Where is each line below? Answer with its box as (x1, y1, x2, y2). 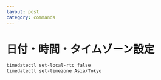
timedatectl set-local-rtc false (6, 63, 91, 69)
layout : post (6, 8, 39, 15)
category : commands (6, 14, 56, 20)
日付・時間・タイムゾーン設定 (6, 42, 155, 56)
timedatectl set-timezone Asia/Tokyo (6, 68, 102, 74)
